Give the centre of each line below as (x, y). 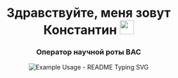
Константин (80, 30)
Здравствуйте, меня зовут (89, 13)
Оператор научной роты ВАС (89, 52)
